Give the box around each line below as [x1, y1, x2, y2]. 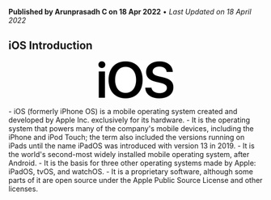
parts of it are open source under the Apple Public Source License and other [8, 175, 263, 185]
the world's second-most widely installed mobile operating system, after [8, 149, 250, 159]
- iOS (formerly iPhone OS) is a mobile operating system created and [8, 106, 238, 116]
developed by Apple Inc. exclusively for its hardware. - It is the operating [8, 115, 251, 125]
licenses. [8, 184, 39, 194]
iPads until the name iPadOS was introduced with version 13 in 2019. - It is [8, 141, 255, 151]
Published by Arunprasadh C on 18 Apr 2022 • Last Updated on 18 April [8, 7, 252, 16]
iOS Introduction [8, 39, 93, 53]
